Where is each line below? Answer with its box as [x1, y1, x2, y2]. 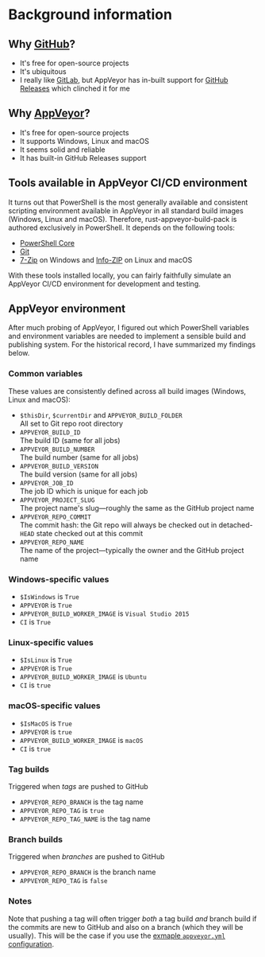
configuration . [8, 939, 54, 948]
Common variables [8, 368, 83, 379]
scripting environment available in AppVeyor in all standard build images [8, 205, 244, 216]
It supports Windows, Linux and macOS [19, 136, 149, 146]
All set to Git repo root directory [19, 418, 124, 428]
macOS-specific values [8, 700, 101, 711]
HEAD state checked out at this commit [19, 528, 144, 538]
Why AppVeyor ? [8, 107, 90, 120]
